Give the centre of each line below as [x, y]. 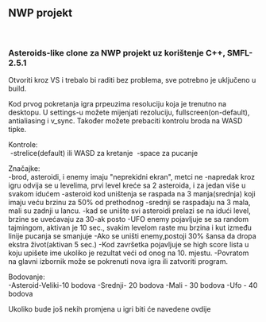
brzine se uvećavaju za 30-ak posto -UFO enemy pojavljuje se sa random [129, 219]
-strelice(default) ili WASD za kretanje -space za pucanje [104, 153]
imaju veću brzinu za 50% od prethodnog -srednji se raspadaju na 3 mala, [129, 203]
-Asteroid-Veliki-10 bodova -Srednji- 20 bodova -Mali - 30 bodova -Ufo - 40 [133, 285]
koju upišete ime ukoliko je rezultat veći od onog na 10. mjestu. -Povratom [129, 253]
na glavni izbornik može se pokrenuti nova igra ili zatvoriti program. [118, 262]
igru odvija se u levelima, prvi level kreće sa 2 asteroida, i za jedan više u [127, 185]
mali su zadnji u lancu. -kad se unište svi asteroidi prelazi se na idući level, [130, 211]
